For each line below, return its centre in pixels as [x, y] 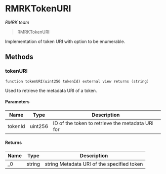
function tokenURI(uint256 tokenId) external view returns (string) [77, 81]
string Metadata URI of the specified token [94, 164]
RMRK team [17, 22]
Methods [19, 57]
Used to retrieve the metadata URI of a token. [51, 90]
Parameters [17, 102]
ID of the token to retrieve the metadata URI [104, 123]
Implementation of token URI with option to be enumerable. [65, 41]
